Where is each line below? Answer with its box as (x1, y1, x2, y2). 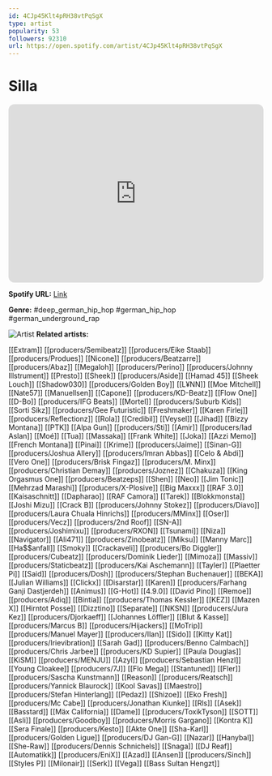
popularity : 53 (8, 27, 60, 35)
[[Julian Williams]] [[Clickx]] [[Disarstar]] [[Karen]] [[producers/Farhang (8, 577, 247, 588)
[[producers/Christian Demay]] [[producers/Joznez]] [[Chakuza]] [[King (8, 465, 249, 475)
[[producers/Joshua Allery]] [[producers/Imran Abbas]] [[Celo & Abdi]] (8, 448, 244, 458)
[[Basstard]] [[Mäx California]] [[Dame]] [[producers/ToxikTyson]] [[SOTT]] (8, 707, 259, 717)
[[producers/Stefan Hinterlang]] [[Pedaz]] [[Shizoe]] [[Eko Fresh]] (8, 690, 227, 700)
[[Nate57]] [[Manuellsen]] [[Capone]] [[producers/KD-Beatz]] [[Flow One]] (8, 388, 257, 398)
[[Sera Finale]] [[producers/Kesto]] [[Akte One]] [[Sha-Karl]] (8, 724, 209, 734)
